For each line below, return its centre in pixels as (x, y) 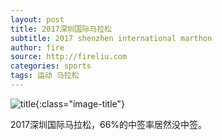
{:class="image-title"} (80, 103)
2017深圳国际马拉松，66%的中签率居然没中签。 (109, 124)
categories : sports (51, 66)
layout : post (37, 19)
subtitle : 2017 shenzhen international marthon (111, 38)
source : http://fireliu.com (69, 57)
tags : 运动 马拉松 (45, 76)
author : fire (37, 47)
